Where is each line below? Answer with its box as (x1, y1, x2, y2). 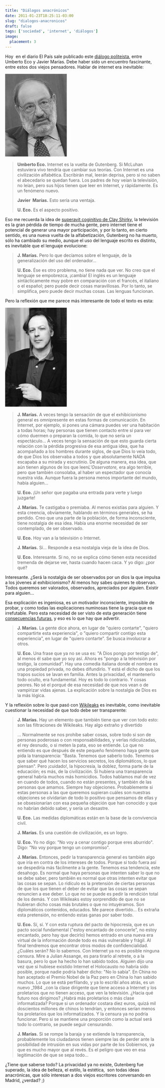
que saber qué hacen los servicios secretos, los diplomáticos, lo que (17, 757, 157, 764)
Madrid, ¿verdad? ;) (5, 1077, 45, 1083)
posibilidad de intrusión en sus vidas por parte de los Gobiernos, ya (17, 1041, 155, 1047)
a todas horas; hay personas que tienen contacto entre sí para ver (17, 427, 151, 433)
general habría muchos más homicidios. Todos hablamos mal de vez (17, 773, 157, 779)
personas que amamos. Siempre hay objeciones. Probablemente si (17, 784, 153, 790)
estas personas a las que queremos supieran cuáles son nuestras (17, 789, 151, 795)
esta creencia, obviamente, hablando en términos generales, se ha (17, 510, 153, 516)
